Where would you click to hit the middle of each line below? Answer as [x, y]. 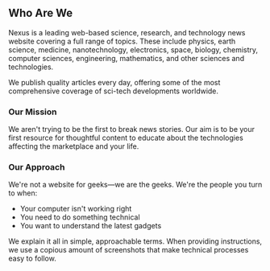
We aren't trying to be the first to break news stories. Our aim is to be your [132, 129]
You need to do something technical [80, 217]
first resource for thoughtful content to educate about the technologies [126, 138]
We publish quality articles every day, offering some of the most [114, 82]
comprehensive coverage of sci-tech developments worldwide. [114, 91]
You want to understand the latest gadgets [91, 226]
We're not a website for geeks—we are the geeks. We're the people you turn [135, 185]
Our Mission [33, 112]
